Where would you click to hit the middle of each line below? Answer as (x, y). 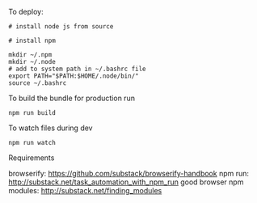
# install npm (32, 40)
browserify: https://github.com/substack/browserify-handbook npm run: (128, 173)
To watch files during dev (51, 128)
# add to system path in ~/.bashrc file (78, 69)
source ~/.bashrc (38, 83)
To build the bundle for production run (72, 98)
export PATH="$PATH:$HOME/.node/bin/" (74, 76)
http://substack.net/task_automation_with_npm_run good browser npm (126, 182)
